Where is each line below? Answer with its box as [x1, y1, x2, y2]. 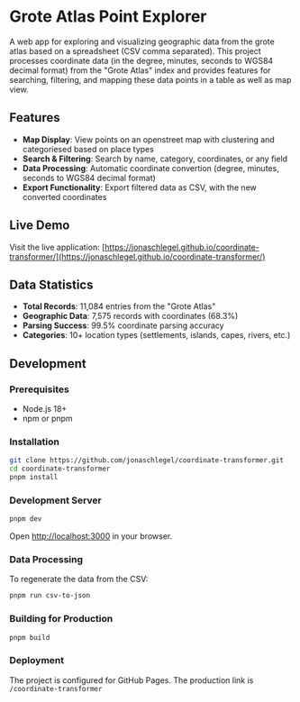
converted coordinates [22, 191, 107, 202]
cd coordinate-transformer [9, 464, 111, 474]
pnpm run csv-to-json [9, 591, 91, 600]
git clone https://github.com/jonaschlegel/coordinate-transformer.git [9, 456, 284, 465]
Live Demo [9, 218, 70, 233]
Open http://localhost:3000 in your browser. [9, 531, 173, 542]
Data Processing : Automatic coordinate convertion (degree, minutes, [22, 162, 279, 173]
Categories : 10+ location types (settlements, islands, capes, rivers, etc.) [22, 330, 291, 341]
